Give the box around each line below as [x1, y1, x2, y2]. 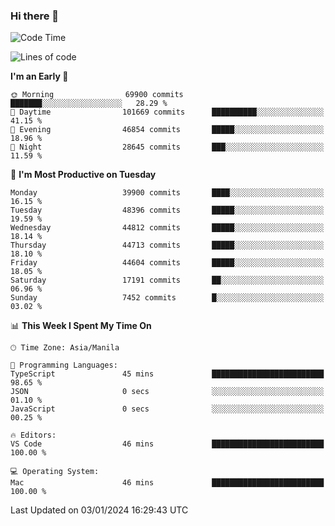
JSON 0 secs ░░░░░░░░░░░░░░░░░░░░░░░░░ [10, 387, 325, 397]
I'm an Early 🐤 [10, 70, 69, 83]
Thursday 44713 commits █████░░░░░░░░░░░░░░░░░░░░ [10, 240, 325, 251]
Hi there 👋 [10, 9, 60, 23]
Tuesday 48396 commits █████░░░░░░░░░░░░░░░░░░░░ [10, 205, 325, 216]
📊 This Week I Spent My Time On [10, 320, 152, 332]
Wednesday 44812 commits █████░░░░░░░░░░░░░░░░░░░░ [10, 223, 325, 233]
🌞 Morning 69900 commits [10, 90, 184, 100]
